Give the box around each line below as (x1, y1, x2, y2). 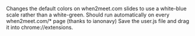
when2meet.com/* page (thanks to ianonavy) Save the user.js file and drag (6, 18, 190, 24)
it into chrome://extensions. (6, 24, 73, 31)
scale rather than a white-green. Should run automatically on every (6, 11, 170, 18)
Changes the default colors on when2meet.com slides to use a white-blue (6, 5, 187, 12)
